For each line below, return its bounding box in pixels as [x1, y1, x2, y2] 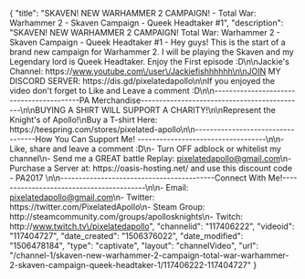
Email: [165, 182, 189, 192]
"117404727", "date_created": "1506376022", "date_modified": [9, 231, 244, 241]
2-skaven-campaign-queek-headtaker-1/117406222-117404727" [9, 260, 251, 270]
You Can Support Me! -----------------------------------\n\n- [54, 134, 285, 144]
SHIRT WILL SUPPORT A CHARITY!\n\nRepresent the [75, 105, 276, 115]
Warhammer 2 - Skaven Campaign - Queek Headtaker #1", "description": [9, 17, 284, 28]
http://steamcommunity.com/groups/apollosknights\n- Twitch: [9, 212, 244, 222]
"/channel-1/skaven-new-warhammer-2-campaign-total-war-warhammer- [9, 250, 289, 261]
